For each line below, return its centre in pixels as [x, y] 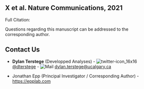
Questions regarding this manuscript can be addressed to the [67, 29]
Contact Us [22, 50]
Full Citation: [18, 19]
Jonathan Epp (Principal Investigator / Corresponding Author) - [75, 76]
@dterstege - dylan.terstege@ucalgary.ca [62, 66]
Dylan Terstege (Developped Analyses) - [53, 61]
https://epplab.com [31, 81]
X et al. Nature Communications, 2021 [64, 8]
